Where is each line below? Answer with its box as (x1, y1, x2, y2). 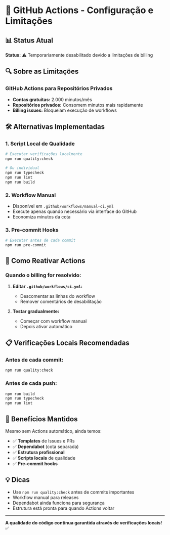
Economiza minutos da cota (12, 213, 71, 219)
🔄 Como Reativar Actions (5, 256, 86, 265)
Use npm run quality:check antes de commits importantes (12, 489, 135, 495)
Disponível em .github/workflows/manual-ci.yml (12, 203, 114, 209)
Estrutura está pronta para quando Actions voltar (12, 505, 115, 511)
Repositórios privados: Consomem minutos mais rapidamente (12, 102, 143, 108)
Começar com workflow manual (20, 318, 87, 324)
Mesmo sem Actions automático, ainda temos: (5, 428, 102, 434)
